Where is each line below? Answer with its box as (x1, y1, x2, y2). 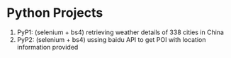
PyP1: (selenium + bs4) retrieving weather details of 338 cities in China (16, 28, 225, 36)
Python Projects (6, 5, 103, 21)
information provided (16, 43, 79, 51)
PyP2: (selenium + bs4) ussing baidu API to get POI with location (16, 35, 206, 43)
